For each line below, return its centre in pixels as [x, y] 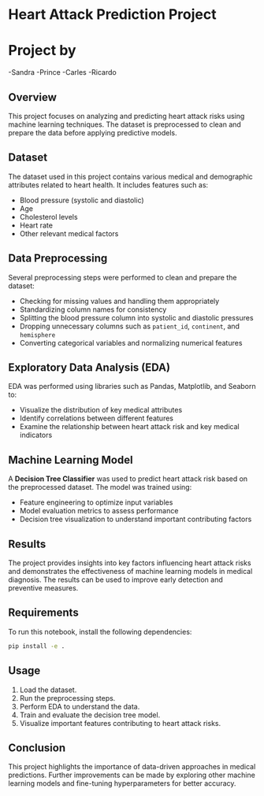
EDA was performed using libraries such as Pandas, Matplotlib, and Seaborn [132, 387]
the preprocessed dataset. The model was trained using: [100, 487]
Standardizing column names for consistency [93, 309]
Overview [33, 97]
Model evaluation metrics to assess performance [99, 511]
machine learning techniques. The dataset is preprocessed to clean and [125, 124]
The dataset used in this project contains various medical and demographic [131, 176]
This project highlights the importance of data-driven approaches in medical [132, 767]
